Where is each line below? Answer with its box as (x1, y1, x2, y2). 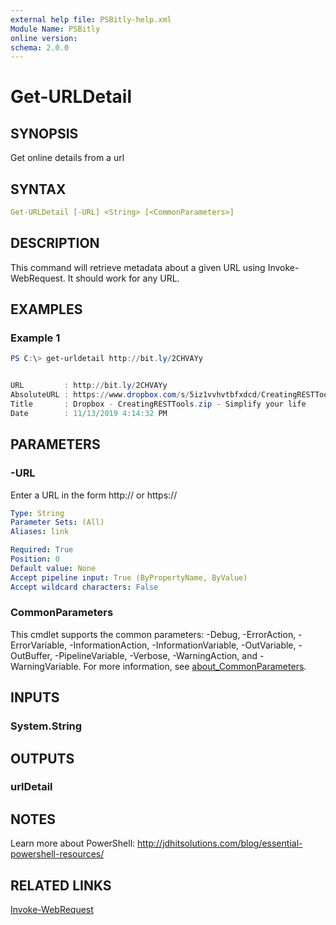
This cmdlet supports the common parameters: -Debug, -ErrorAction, (10, 628, 297, 640)
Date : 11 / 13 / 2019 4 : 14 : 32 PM (10, 408, 168, 418)
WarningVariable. (10, 660, 82, 672)
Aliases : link (10, 527, 70, 537)
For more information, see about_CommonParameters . (83, 660, 307, 672)
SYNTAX (10, 181, 67, 198)
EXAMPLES (10, 301, 83, 318)
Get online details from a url (10, 152, 125, 164)
